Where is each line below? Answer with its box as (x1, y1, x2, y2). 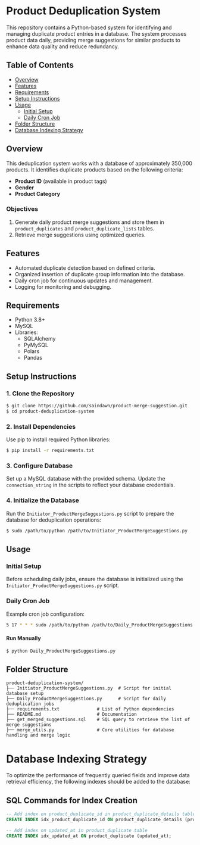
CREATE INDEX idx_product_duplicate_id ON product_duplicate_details (6, 816, 183, 822)
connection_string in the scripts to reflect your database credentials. (6, 481, 176, 489)
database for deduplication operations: (6, 516, 102, 523)
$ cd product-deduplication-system (6, 409, 95, 414)
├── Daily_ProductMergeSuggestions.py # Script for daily (6, 696, 167, 702)
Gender (14, 183, 35, 191)
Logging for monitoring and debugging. (14, 283, 112, 290)
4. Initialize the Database (6, 496, 79, 504)
